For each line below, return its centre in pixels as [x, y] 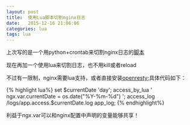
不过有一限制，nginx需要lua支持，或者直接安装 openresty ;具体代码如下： [96, 78]
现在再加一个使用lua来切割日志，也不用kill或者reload [71, 65]
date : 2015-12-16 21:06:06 [43, 23]
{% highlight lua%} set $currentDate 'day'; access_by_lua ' [79, 90]
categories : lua [27, 29]
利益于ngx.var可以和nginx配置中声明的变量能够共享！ [73, 115]
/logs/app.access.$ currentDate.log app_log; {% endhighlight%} [85, 103]
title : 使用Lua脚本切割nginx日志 [46, 18]
